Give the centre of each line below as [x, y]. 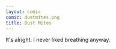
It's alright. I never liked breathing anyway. [58, 40]
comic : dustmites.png [33, 17]
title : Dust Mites [29, 23]
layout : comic [23, 12]
